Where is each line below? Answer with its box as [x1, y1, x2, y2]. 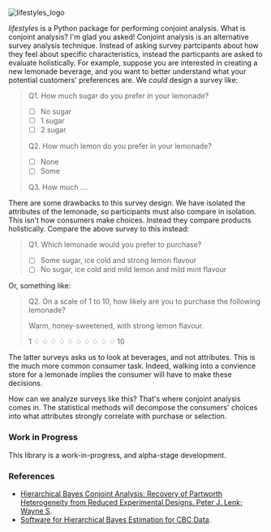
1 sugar [40, 116, 65, 126]
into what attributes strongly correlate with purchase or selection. [8, 411, 227, 422]
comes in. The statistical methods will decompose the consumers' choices [8, 403, 258, 413]
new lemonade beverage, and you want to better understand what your [8, 67, 247, 76]
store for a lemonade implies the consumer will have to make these [8, 370, 233, 379]
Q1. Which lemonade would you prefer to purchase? [28, 240, 202, 249]
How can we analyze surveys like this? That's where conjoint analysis [8, 394, 241, 404]
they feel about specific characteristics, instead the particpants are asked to [8, 50, 263, 58]
